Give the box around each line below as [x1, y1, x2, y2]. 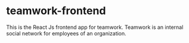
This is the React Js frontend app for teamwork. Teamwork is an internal [6, 24, 184, 31]
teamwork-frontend [6, 4, 106, 18]
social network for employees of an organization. [6, 29, 126, 37]
